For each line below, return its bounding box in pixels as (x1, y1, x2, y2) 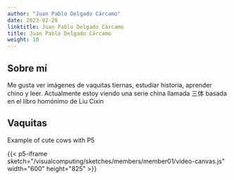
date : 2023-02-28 (7, 17, 58, 24)
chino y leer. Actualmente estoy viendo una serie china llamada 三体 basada (7, 89, 227, 97)
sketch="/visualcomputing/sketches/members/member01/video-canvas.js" (7, 157, 225, 165)
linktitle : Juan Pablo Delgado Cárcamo (7, 23, 124, 30)
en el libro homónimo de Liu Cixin (7, 97, 104, 105)
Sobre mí (7, 62, 48, 74)
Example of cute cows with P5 (7, 136, 95, 144)
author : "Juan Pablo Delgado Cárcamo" (7, 10, 121, 18)
